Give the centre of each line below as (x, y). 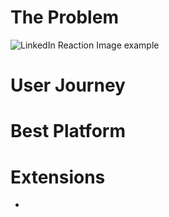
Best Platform (68, 131)
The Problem (64, 17)
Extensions (58, 177)
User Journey (68, 85)
